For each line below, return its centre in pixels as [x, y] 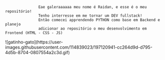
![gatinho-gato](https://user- [34, 42]
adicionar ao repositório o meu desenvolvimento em [93, 29]
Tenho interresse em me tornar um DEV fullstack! [90, 16]
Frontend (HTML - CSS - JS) [34, 33]
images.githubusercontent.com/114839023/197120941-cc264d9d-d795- [79, 47]
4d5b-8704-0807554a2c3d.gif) [38, 52]
